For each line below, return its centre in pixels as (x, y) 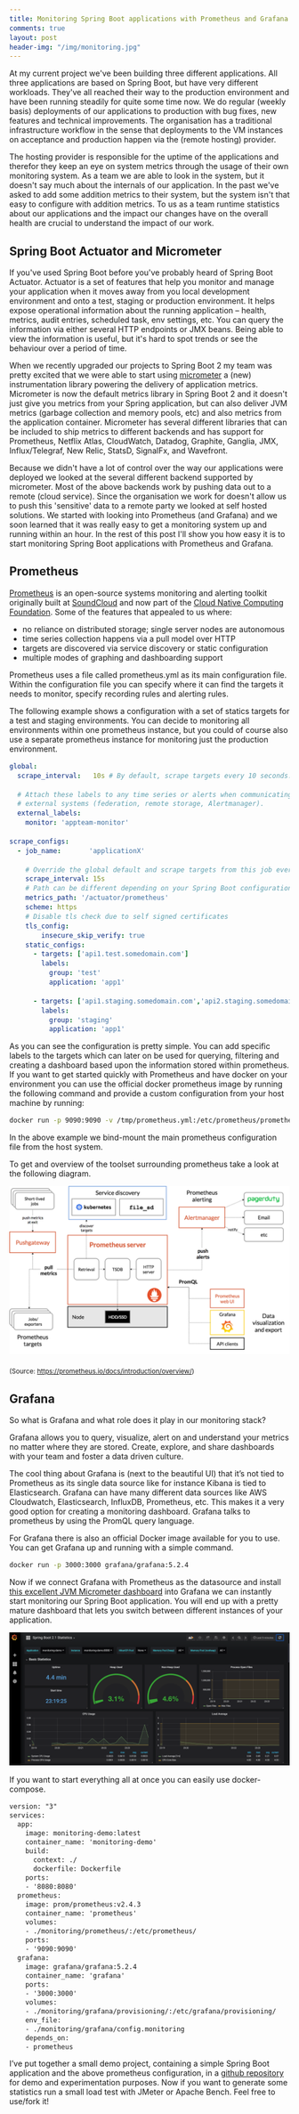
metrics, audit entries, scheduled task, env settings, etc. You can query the (146, 320)
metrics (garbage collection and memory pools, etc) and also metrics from (145, 413)
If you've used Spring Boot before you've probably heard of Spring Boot (141, 272)
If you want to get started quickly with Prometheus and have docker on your (149, 1075)
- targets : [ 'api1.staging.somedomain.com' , (117, 1001)
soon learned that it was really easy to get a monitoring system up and (138, 524)
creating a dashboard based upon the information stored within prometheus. (149, 1065)
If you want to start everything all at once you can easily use (120, 1780)
